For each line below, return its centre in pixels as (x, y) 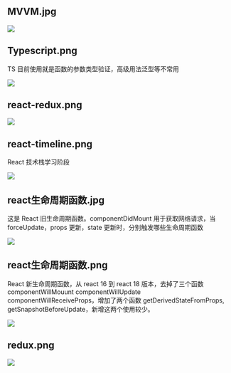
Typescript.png (43, 51)
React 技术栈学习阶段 (38, 162)
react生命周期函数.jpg (56, 200)
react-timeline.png (50, 144)
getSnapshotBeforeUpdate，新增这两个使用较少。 (81, 309)
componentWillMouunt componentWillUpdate (74, 292)
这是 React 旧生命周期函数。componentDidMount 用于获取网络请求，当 (112, 219)
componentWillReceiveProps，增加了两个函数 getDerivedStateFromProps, (116, 300)
